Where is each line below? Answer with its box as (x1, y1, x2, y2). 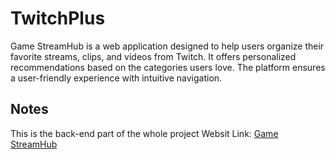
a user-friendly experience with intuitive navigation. (10, 72, 223, 84)
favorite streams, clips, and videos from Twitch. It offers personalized (10, 50, 297, 62)
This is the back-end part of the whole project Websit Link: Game (10, 127, 279, 139)
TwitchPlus (10, 7, 106, 30)
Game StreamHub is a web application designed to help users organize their (10, 40, 325, 52)
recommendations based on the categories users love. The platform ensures (10, 61, 326, 73)
